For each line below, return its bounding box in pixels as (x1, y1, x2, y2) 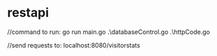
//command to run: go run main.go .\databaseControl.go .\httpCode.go (7, 28, 211, 36)
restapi (7, 5, 49, 21)
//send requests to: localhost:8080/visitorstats (7, 41, 141, 49)
